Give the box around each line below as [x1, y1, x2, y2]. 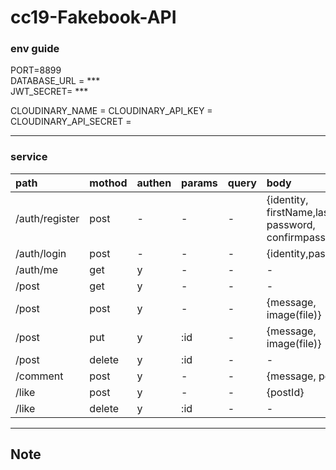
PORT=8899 [10, 64, 62, 76]
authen [136, 176, 172, 190]
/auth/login [15, 246, 67, 260]
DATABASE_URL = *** [10, 75, 101, 87]
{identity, [266, 192, 309, 206]
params [181, 176, 218, 190]
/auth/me [15, 262, 59, 276]
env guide [10, 42, 60, 56]
